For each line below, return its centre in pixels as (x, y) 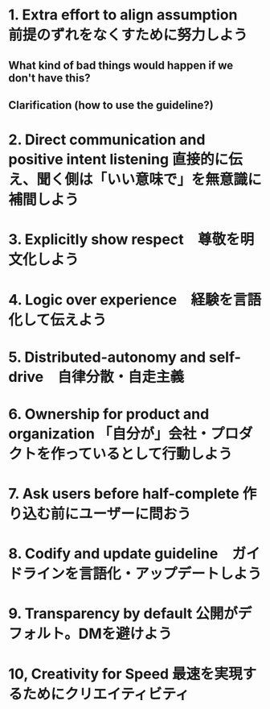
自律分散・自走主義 (121, 377)
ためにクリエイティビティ (106, 694)
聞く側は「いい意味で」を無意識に (149, 180)
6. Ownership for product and (109, 414)
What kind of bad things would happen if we (121, 65)
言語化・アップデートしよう (171, 574)
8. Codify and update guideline (113, 554)
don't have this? (49, 78)
